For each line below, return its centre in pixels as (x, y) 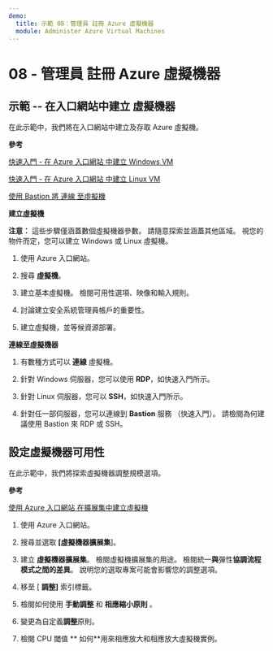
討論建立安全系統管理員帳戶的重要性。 (84, 310)
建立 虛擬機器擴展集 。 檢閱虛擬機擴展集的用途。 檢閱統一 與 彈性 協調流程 (141, 560)
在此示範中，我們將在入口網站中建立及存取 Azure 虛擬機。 (106, 128)
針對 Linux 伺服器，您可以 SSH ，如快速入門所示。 (104, 397)
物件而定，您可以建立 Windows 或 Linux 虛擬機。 (91, 241)
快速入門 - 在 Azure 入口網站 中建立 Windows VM (91, 162)
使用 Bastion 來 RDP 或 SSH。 (77, 424)
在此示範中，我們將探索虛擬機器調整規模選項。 (87, 473)
